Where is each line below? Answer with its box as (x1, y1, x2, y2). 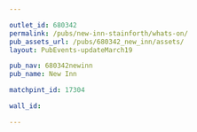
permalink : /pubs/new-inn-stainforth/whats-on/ (9, 28, 189, 38)
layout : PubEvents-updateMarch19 (9, 45, 133, 54)
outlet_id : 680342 (9, 20, 77, 29)
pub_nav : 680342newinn (9, 61, 93, 71)
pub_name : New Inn (9, 70, 77, 79)
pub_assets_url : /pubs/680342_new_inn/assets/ (9, 37, 185, 46)
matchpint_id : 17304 (9, 86, 86, 95)
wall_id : (9, 102, 42, 111)
